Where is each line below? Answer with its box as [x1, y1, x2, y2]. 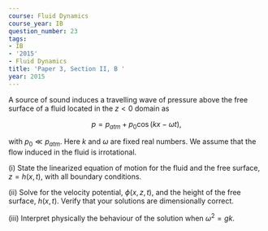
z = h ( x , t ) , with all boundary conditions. [8, 172, 142, 181]
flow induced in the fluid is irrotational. [8, 147, 137, 157]
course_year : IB [8, 20, 63, 28]
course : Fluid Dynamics [8, 11, 89, 20]
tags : [8, 34, 27, 43]
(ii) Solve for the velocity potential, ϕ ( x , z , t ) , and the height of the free [8, 188, 241, 198]
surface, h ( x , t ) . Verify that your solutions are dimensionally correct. [8, 196, 234, 206]
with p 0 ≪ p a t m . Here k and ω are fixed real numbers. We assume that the [8, 137, 257, 149]
